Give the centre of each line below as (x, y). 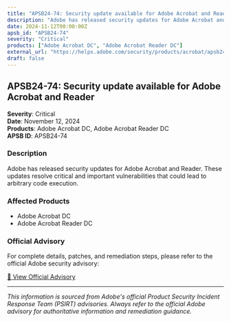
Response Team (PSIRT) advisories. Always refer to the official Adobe (107, 304)
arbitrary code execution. (43, 183)
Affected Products (38, 201)
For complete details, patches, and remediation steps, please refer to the (110, 256)
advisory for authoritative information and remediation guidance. (100, 312)
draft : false (26, 59)
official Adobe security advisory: (53, 263)
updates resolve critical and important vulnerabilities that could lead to (107, 176)
